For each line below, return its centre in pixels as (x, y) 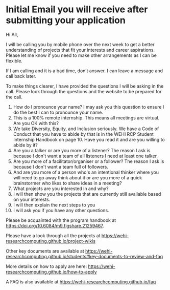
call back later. (21, 76)
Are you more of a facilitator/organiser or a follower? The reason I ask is (89, 161)
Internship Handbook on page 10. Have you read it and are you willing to (89, 139)
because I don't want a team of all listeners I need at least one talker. (85, 156)
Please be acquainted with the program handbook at (61, 220)
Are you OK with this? (36, 123)
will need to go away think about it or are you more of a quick (78, 177)
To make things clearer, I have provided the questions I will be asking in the (85, 86)
